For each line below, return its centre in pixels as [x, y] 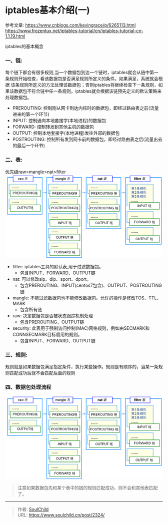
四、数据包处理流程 [28, 387]
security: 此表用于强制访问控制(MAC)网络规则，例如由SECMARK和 [81, 328]
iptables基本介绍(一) [47, 10]
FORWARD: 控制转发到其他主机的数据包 [53, 127]
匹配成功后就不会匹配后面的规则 [42, 373]
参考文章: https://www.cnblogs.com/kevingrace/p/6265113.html [70, 25]
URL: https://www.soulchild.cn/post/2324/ [61, 515]
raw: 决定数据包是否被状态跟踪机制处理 [53, 315]
